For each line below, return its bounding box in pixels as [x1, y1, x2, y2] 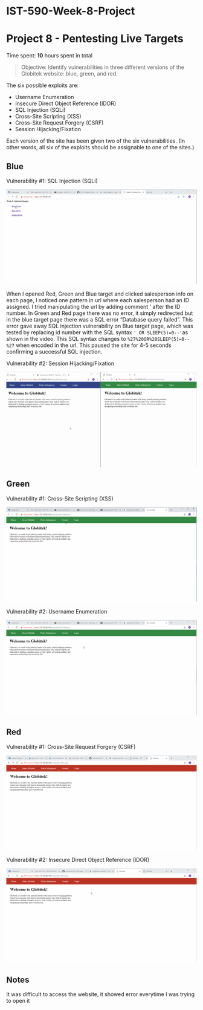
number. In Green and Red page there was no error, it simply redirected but [6, 309, 193, 317]
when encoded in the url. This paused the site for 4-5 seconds [16, 342, 172, 349]
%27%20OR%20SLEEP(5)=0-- [127, 337, 190, 343]
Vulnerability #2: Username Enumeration [6, 608, 108, 615]
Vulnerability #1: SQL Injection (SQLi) [6, 177, 98, 184]
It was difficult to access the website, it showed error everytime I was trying [6, 991, 195, 998]
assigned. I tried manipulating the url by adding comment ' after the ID [6, 303, 181, 311]
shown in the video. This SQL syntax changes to [6, 335, 126, 343]
